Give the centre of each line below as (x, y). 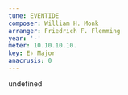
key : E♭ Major (32, 53)
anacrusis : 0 (30, 61)
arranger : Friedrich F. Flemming (64, 31)
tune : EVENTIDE (34, 16)
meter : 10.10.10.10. (43, 46)
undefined (25, 83)
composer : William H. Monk (54, 23)
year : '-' (25, 38)
